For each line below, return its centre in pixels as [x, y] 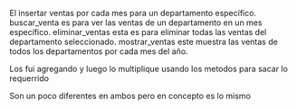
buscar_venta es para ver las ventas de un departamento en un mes [136, 23]
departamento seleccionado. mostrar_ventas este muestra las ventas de [144, 41]
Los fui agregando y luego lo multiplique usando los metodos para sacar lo [148, 69]
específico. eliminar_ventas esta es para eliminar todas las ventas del [138, 32]
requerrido [29, 78]
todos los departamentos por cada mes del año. [99, 51]
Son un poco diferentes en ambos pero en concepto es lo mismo [130, 96]
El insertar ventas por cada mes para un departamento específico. [133, 13]
